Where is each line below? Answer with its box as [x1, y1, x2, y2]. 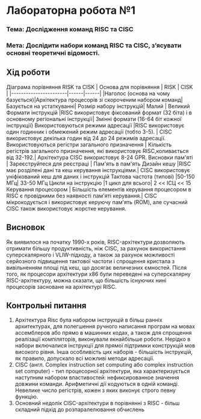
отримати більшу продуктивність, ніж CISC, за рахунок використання [6, 244, 186, 252]
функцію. [14, 393, 39, 400]
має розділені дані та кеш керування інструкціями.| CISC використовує [6, 166, 191, 173]
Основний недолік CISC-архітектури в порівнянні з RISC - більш [14, 400, 180, 407]
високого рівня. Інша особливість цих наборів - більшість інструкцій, [14, 349, 193, 356]
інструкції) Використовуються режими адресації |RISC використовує [6, 122, 185, 129]
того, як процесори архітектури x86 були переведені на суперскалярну [6, 270, 191, 278]
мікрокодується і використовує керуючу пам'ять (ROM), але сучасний [6, 198, 188, 205]
